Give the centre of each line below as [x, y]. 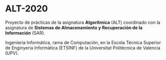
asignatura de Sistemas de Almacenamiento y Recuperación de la [74, 27]
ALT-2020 [27, 9]
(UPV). [12, 53]
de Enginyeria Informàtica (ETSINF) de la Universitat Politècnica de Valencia [83, 48]
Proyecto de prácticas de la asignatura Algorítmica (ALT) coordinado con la [83, 22]
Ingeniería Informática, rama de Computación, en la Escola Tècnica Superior [83, 42]
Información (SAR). [25, 33]
